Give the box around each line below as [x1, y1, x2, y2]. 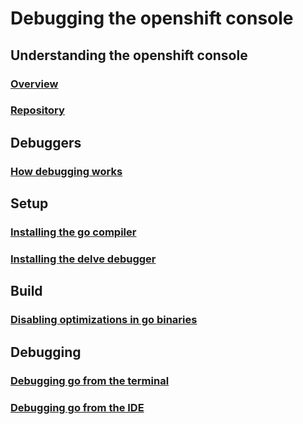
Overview [10, 77, 59, 91]
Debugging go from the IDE [10, 400, 145, 414]
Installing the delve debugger [10, 252, 157, 266]
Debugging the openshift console [10, 7, 294, 30]
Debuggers [10, 134, 82, 151]
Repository [10, 103, 65, 117]
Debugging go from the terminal [10, 373, 170, 387]
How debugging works [10, 164, 123, 178]
